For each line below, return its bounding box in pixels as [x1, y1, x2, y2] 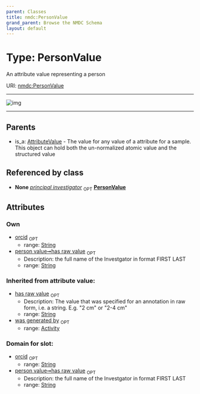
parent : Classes [6, 8, 46, 15]
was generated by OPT [14, 317, 70, 325]
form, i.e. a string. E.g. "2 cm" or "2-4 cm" [23, 304, 128, 311]
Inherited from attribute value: [6, 276, 95, 284]
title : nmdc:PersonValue [6, 14, 68, 20]
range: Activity [23, 324, 60, 332]
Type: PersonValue [6, 51, 102, 64]
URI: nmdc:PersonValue [6, 82, 64, 89]
